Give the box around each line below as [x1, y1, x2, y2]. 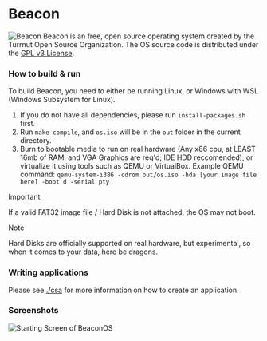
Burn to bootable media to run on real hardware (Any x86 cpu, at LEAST [19, 145, 257, 154]
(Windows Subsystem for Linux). [8, 95, 116, 105]
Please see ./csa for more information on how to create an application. [8, 285, 239, 295]
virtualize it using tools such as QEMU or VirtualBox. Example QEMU [19, 161, 245, 171]
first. [19, 119, 36, 129]
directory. [19, 136, 52, 145]
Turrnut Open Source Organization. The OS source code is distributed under [8, 39, 259, 49]
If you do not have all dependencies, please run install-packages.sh [19, 110, 246, 120]
